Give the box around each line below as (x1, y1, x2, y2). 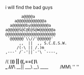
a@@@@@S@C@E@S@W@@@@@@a (5, 27, 56, 32)
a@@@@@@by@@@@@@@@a (10, 23, 51, 28)
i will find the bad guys (5, 5, 53, 10)
